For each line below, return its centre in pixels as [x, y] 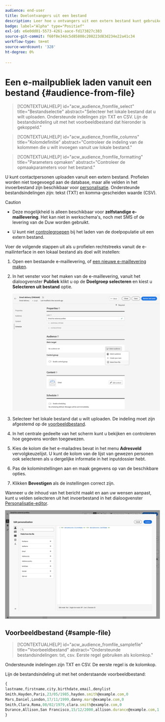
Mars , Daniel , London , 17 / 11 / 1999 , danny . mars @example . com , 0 [65, 699]
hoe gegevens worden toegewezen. [48, 439]
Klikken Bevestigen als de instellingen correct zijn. [63, 483]
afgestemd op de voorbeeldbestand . [49, 424]
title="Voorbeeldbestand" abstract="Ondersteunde [69, 650]
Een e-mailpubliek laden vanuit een [79, 82]
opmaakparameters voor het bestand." [56, 167]
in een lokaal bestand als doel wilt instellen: [76, 252]
